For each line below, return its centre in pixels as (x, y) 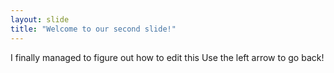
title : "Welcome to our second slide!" (93, 29)
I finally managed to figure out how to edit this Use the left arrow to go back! (167, 57)
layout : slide (40, 19)
